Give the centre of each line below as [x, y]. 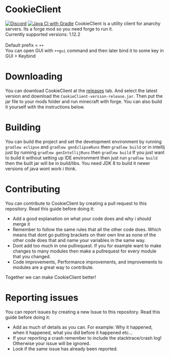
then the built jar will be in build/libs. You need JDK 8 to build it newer [78, 163]
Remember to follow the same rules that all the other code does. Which [87, 229]
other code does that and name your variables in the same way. [79, 240]
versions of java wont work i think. [41, 169]
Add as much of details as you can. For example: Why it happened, [83, 327]
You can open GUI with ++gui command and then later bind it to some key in [84, 50]
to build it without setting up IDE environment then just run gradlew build [81, 158]
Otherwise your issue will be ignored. [51, 343]
